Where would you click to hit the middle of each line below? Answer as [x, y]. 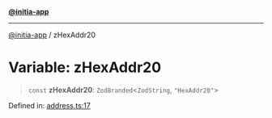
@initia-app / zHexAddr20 [52, 35]
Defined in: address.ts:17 [49, 105]
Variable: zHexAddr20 [85, 67]
